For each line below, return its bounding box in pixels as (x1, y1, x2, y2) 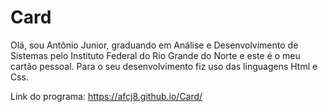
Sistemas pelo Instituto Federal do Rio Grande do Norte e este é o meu (10, 49, 301, 61)
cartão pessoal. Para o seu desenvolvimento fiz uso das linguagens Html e (10, 60, 318, 72)
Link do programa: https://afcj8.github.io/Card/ (10, 90, 203, 102)
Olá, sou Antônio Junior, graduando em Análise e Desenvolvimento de (10, 39, 299, 51)
